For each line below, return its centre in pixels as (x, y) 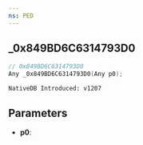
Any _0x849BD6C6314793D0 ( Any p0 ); (66, 74)
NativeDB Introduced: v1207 (55, 89)
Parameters (38, 113)
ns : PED (21, 16)
